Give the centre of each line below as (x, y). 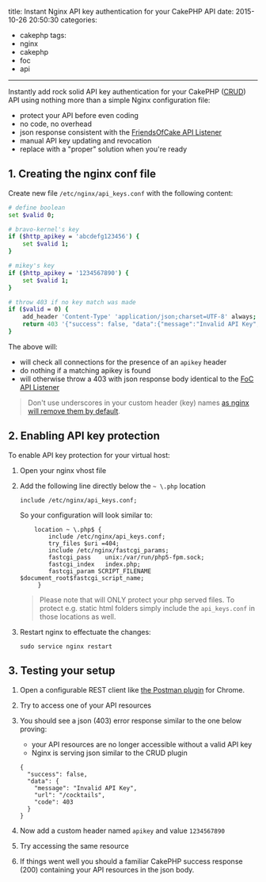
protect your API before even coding (79, 115)
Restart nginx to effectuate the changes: (85, 632)
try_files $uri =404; (84, 543)
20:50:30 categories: (63, 20)
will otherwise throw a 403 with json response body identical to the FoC (137, 379)
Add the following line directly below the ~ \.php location (112, 486)
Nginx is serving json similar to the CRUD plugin (109, 753)
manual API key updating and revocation (85, 141)
